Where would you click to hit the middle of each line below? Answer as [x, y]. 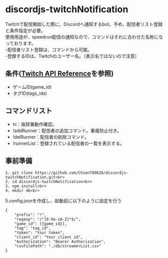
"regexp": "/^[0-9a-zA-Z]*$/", [48, 220]
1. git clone [19, 173]
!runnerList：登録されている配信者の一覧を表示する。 [68, 143]
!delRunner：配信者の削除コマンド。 [51, 137]
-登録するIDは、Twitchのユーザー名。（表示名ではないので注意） [72, 56]
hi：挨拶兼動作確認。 [35, 124]
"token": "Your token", [40, 233]
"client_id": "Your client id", [49, 237]
